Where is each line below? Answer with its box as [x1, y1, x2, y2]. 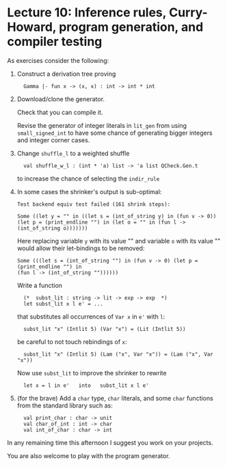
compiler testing [7, 34, 103, 49]
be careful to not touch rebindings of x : [16, 337, 128, 346]
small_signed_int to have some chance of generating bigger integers [16, 129, 213, 137]
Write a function [16, 281, 63, 289]
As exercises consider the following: [7, 56, 109, 64]
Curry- [168, 5, 209, 21]
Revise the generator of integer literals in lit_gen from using [16, 121, 187, 129]
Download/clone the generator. [16, 94, 105, 103]
